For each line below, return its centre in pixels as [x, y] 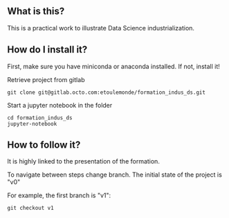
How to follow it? [44, 145]
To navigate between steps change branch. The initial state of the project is [115, 175]
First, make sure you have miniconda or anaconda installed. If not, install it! [113, 66]
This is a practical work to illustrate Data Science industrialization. [101, 28]
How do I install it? [47, 50]
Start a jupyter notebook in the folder [60, 105]
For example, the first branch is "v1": [59, 195]
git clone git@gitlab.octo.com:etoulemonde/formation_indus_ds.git [107, 92]
